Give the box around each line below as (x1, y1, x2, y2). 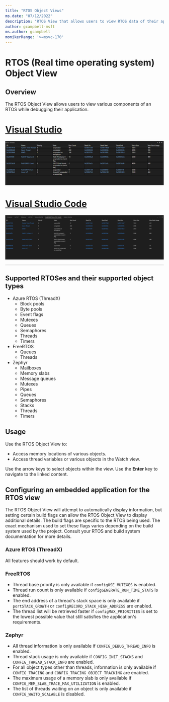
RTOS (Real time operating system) (5, 57, 155, 68)
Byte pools (20, 306, 43, 312)
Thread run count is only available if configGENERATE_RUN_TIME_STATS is (12, 587, 158, 593)
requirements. (12, 619, 42, 625)
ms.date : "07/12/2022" (5, 13, 53, 19)
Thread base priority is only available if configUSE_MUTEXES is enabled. (12, 581, 157, 587)
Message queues (20, 375, 56, 381)
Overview (5, 88, 37, 96)
